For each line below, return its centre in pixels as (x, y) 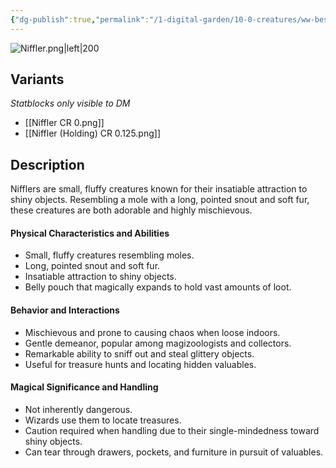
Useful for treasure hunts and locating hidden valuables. (140, 364)
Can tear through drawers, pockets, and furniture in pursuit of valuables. (174, 452)
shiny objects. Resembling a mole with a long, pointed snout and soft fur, (160, 200)
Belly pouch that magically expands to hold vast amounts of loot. (158, 287)
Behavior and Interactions (65, 310)
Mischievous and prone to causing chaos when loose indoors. (152, 332)
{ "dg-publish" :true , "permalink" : (80, 19)
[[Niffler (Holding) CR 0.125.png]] (92, 133)
